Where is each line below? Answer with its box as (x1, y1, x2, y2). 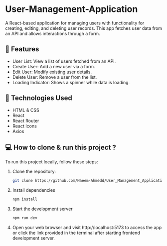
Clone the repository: (12, 168, 56, 175)
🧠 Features (5, 45, 39, 53)
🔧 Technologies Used (5, 94, 72, 103)
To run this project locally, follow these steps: (5, 159, 98, 165)
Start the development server (12, 206, 73, 212)
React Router (12, 118, 39, 123)
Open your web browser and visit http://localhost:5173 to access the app (12, 225, 162, 230)
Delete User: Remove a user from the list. (12, 74, 97, 80)
